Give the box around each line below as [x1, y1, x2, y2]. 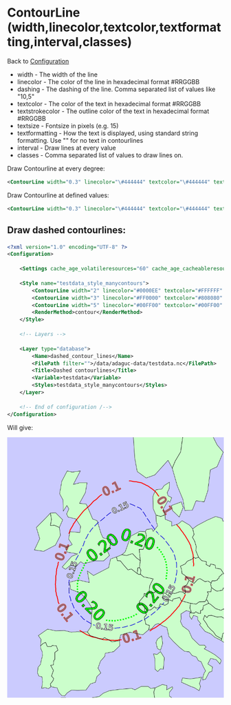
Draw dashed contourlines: [7, 224, 126, 236]
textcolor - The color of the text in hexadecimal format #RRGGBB [16, 99, 201, 108]
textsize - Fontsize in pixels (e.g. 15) [16, 121, 119, 130]
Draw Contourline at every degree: [7, 164, 105, 172]
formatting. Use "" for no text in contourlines [16, 136, 144, 144]
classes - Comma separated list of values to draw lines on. [16, 150, 184, 159]
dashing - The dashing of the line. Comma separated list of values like [16, 85, 216, 93]
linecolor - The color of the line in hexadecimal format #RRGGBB [16, 77, 200, 86]
